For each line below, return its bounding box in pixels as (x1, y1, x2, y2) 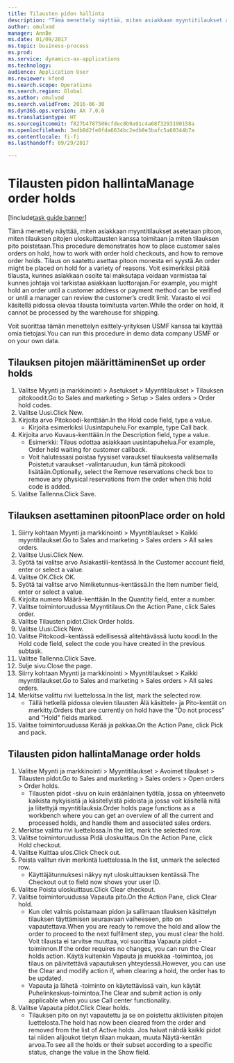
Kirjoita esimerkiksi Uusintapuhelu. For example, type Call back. (28, 423, 209, 432)
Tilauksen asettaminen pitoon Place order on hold (8, 510, 226, 522)
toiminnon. (28, 944, 59, 952)
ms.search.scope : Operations (8, 81, 92, 88)
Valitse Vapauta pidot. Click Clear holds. (17, 1003, 131, 1011)
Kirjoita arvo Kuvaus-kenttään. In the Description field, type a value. (17, 430, 210, 439)
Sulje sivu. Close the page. (17, 661, 93, 670)
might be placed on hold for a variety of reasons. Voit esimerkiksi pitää (8, 264, 210, 272)
